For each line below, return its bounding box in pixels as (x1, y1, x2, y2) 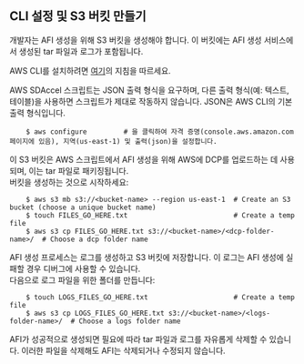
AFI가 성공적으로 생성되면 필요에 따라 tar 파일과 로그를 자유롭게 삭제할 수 (9, 333, 268, 344)
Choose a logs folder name (78, 317, 181, 326)
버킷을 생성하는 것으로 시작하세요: (9, 177, 129, 187)
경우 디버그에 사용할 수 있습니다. (25, 263, 141, 274)
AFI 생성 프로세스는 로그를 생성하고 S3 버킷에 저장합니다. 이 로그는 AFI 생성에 (9, 251, 284, 262)
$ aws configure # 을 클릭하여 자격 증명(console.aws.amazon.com (25, 126, 294, 136)
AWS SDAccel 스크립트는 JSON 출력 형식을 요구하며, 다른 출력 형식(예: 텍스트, (9, 85, 289, 96)
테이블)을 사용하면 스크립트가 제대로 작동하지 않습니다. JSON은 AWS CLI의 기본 (9, 96, 293, 106)
